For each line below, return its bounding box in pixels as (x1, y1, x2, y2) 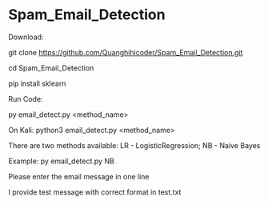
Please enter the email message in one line (8, 171, 150, 181)
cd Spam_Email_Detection (8, 62, 94, 73)
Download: (8, 32, 44, 42)
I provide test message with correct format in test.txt (8, 187, 182, 197)
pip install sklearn (8, 78, 66, 88)
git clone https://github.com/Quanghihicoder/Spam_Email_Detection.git (8, 47, 243, 57)
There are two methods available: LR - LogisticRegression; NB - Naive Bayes (8, 140, 261, 150)
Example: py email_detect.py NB (8, 156, 114, 166)
